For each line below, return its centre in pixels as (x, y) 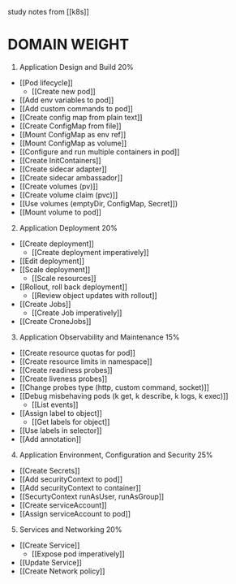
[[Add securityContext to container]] (80, 487)
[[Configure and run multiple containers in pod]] (99, 151)
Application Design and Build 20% (77, 67)
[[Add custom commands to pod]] (76, 108)
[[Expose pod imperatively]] (78, 554)
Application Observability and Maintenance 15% (99, 337)
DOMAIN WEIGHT (69, 45)
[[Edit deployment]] (52, 261)
